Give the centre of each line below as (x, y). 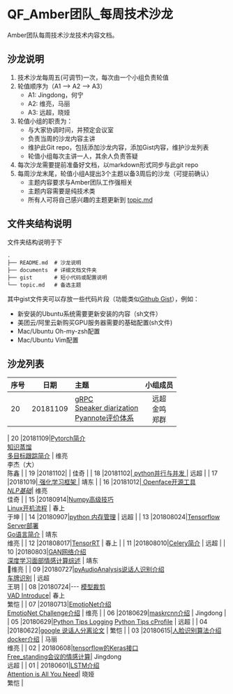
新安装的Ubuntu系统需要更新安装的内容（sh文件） (89, 313)
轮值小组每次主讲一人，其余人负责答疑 (83, 156)
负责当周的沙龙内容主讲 (61, 138)
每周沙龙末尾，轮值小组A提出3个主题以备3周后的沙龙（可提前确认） (115, 173)
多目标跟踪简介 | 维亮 (38, 456)
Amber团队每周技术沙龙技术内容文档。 (63, 35)
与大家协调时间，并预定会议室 (70, 129)
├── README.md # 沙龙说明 (44, 263)
